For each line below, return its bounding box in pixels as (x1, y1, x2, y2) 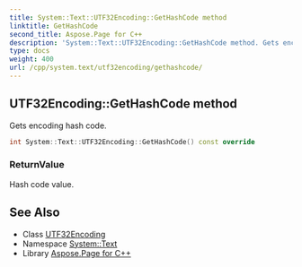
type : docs (9, 47, 50, 56)
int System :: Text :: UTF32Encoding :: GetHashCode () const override (9, 137, 255, 146)
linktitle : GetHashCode (9, 22, 99, 30)
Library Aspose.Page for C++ (22, 247, 132, 258)
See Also (9, 205, 60, 220)
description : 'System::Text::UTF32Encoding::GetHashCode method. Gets (9, 38, 280, 47)
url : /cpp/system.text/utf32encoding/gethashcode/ (9, 64, 203, 73)
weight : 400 (9, 55, 54, 64)
